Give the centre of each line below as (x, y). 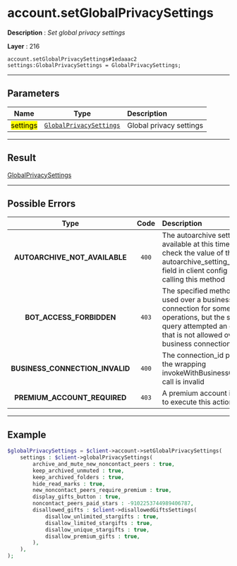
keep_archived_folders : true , (79, 477)
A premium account (194, 393)
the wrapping (184, 364)
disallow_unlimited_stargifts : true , (102, 517)
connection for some (196, 308)
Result (22, 158)
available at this (188, 244)
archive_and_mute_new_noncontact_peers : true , (104, 464)
